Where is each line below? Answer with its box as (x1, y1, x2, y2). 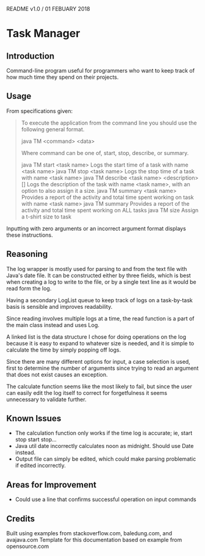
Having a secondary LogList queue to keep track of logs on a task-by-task (6, 296, 193, 304)
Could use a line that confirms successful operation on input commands (15, 496, 196, 503)
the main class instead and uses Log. (6, 321, 99, 328)
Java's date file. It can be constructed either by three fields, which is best (6, 272, 191, 279)
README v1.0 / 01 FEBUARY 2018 (6, 5, 90, 12)
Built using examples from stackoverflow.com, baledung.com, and (6, 530, 173, 537)
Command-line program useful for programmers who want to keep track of (6, 67, 195, 74)
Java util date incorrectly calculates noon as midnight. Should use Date (15, 442, 194, 450)
